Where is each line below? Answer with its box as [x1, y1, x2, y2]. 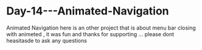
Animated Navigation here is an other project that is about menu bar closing [6, 24, 196, 31]
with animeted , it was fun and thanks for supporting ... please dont [6, 30, 175, 37]
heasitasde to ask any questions [6, 37, 87, 44]
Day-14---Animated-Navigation [6, 4, 169, 18]
